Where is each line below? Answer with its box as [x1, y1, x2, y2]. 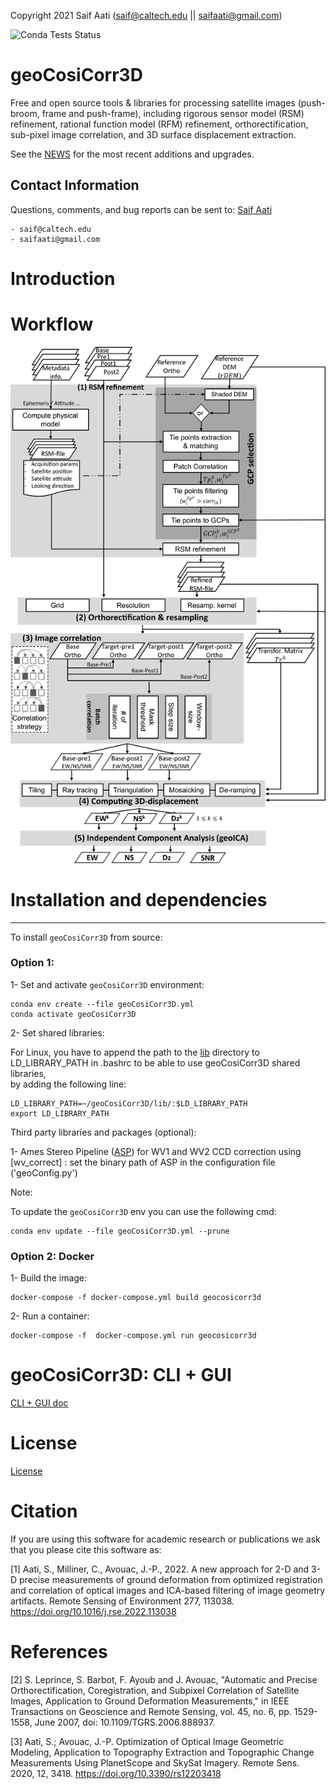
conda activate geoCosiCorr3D [10, 1009, 137, 1019]
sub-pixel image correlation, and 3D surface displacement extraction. [10, 128, 297, 140]
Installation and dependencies [10, 888, 268, 911]
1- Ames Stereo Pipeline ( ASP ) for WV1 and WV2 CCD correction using [10, 1145, 302, 1157]
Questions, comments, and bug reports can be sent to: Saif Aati [10, 203, 273, 215]
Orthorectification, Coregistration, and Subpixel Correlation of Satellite [10, 1684, 300, 1696]
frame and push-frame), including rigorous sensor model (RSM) [41, 107, 305, 119]
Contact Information [10, 177, 140, 194]
